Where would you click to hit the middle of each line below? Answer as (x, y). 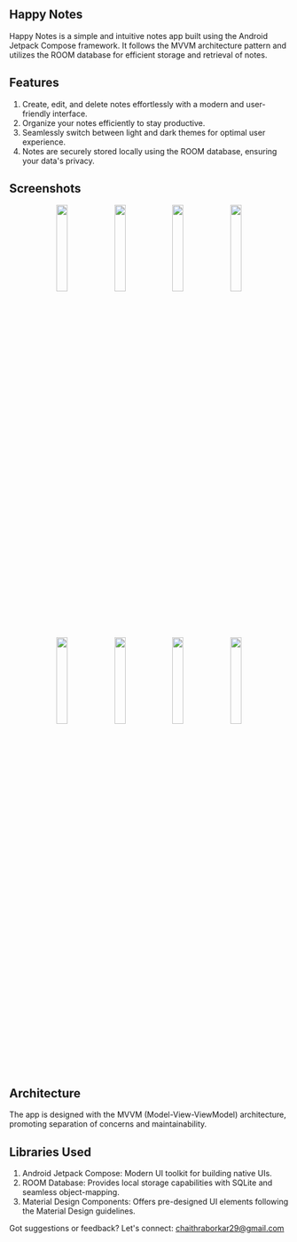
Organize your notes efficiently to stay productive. (113, 122)
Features (34, 83)
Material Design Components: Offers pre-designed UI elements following (155, 1202)
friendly (36, 114)
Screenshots (45, 189)
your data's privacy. (58, 161)
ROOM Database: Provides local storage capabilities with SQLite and (147, 1183)
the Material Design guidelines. (78, 1211)
